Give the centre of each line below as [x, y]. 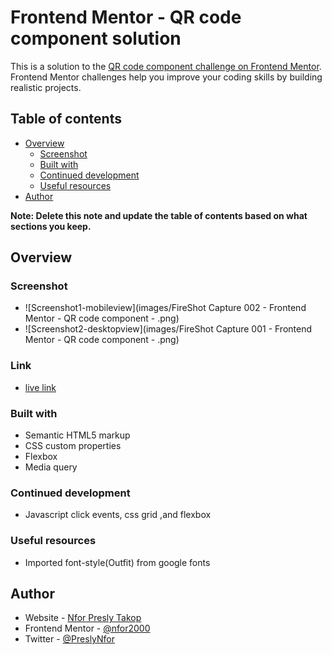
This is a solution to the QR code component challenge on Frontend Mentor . [166, 66]
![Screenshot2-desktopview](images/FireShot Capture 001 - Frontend [168, 329]
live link [40, 387]
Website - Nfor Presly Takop [83, 618]
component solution [96, 38]
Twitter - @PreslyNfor [70, 639]
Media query [51, 467]
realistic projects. [46, 87]
